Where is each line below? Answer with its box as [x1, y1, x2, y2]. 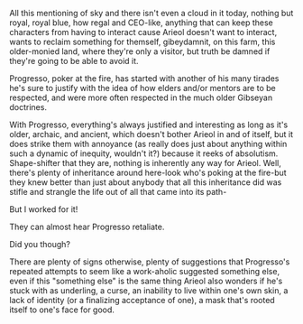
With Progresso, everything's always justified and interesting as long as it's [9, 119, 289, 130]
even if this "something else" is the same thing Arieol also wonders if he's [9, 275, 283, 286]
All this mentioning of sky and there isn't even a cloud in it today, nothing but [9, 8, 294, 18]
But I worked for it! [9, 204, 78, 215]
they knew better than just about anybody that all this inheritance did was [9, 177, 282, 188]
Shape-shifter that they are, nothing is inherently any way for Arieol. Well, [9, 158, 282, 168]
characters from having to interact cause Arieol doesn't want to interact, [9, 27, 278, 37]
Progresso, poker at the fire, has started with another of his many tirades [9, 73, 280, 84]
